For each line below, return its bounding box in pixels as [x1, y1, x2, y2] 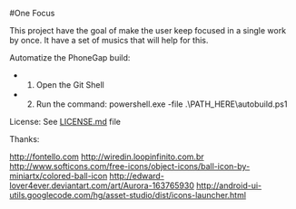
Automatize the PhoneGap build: [9, 52, 131, 62]
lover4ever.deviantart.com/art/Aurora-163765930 [9, 180, 195, 191]
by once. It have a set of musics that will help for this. [9, 35, 209, 45]
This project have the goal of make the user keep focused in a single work [9, 25, 287, 35]
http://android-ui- [196, 180, 262, 191]
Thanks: [9, 134, 40, 144]
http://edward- [109, 171, 165, 181]
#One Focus [9, 8, 55, 18]
